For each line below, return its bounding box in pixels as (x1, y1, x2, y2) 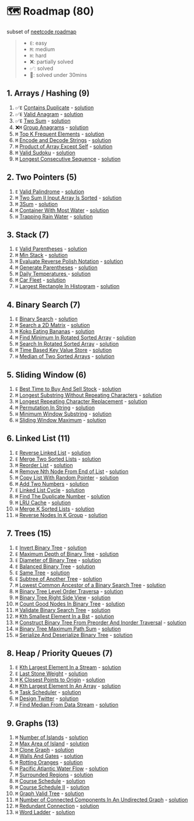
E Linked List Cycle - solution (15, 486, 85, 494)
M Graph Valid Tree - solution (15, 790, 84, 797)
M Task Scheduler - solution (15, 689, 81, 696)
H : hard (29, 52, 47, 59)
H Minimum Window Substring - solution (15, 410, 112, 417)
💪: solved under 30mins (29, 71, 87, 78)
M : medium (29, 45, 55, 53)
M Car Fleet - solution (15, 276, 66, 283)
